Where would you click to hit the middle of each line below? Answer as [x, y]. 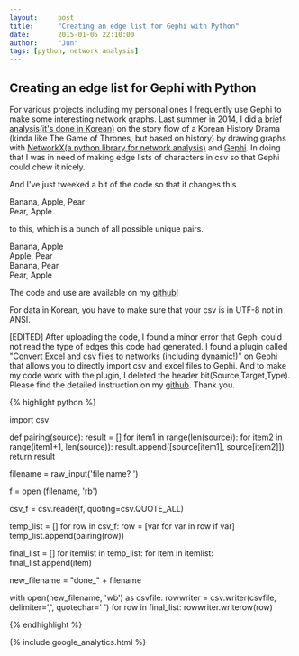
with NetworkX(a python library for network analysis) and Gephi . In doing [145, 147]
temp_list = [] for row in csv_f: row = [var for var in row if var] [122, 526]
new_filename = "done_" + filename [76, 580]
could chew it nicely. [47, 167]
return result [32, 456]
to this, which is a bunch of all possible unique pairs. [107, 228]
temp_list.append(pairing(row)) [67, 535]
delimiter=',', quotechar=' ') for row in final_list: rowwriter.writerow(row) [141, 607]
